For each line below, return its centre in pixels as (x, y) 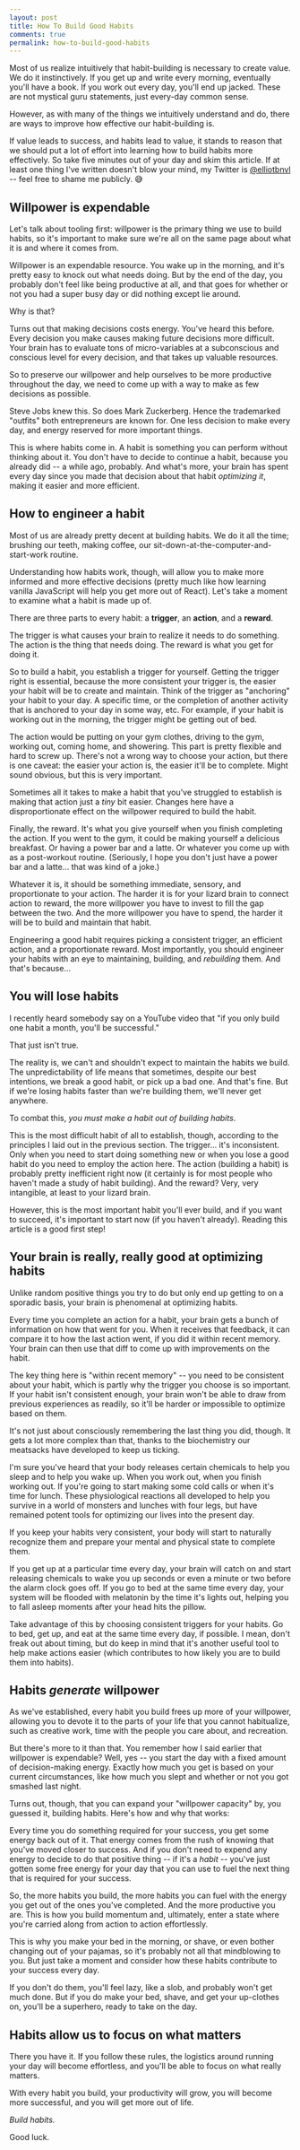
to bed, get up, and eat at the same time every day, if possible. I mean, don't (150, 1633)
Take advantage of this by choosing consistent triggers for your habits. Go (146, 1623)
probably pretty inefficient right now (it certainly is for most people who (141, 1173)
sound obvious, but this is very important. (86, 775)
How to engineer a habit (77, 514)
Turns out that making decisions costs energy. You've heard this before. (142, 329)
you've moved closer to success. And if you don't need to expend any (138, 1850)
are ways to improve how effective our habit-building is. (112, 124)
